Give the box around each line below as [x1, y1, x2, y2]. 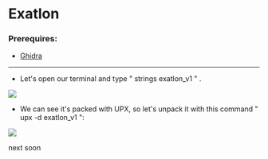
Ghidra [19, 51, 42, 60]
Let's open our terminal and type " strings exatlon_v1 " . [19, 74, 202, 83]
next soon [8, 143, 41, 153]
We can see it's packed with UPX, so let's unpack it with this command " [19, 104, 258, 114]
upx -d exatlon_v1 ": [19, 113, 85, 122]
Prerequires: [8, 33, 58, 45]
